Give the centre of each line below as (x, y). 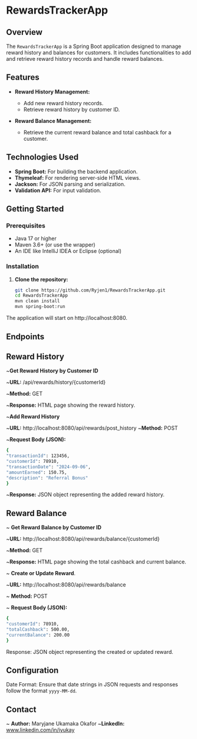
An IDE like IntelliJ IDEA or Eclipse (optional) (68, 251)
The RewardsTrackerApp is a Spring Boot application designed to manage (94, 46)
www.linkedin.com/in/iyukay (40, 730)
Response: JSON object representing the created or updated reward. (90, 652)
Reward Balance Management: (53, 121)
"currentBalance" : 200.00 (38, 635)
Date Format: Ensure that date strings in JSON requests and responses (92, 685)
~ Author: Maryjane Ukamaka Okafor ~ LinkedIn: (65, 724)
